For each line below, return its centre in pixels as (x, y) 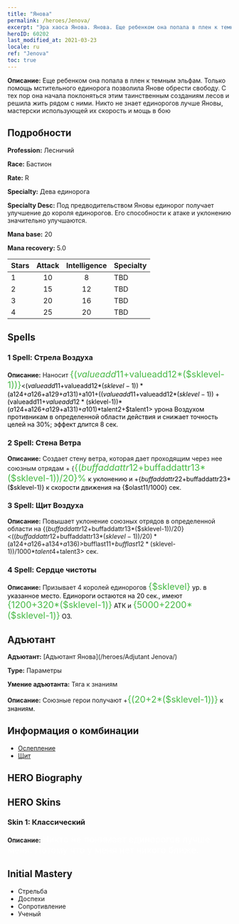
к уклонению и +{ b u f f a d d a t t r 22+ (137, 479)
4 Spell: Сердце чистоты (52, 569)
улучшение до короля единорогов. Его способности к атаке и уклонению (119, 213)
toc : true (22, 60)
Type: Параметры (35, 670)
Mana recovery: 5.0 (37, 248)
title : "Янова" (30, 14)
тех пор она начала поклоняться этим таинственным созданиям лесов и (118, 95)
